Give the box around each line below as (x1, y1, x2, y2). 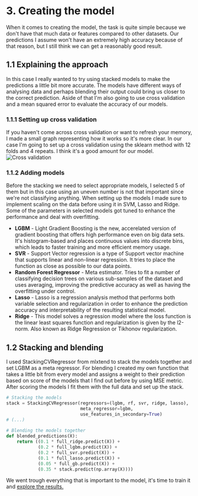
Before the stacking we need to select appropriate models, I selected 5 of (6, 182, 185, 189)
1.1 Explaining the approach (6, 60, 108, 70)
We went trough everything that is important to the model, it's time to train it (6, 477, 191, 484)
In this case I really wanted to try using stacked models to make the (6, 75, 170, 82)
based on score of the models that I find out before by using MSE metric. (6, 377, 184, 384)
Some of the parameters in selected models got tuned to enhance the (6, 207, 176, 214)
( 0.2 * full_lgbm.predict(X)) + (37, 445, 118, 450)
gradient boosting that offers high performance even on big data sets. (14, 231, 185, 238)
